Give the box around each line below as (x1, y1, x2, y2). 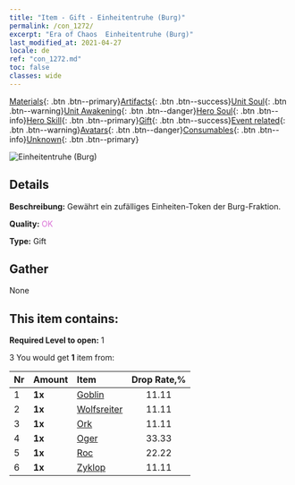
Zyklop (76, 462, 106, 474)
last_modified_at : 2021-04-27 (9, 38, 122, 47)
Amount (32, 373, 69, 386)
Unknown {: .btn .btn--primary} (26, 133, 139, 144)
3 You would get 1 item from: (9, 353, 114, 363)
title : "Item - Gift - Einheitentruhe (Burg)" (9, 13, 186, 22)
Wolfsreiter (76, 404, 123, 416)
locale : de (9, 47, 50, 55)
